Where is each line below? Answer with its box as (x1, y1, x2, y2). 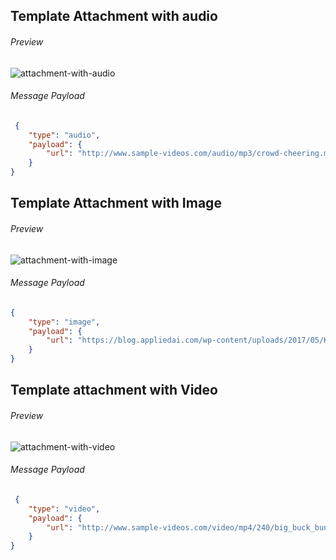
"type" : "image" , (28, 317, 101, 327)
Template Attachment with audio (10, 8, 218, 25)
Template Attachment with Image (10, 195, 222, 212)
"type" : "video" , (28, 504, 101, 514)
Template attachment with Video (10, 382, 218, 399)
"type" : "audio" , (28, 130, 101, 140)
